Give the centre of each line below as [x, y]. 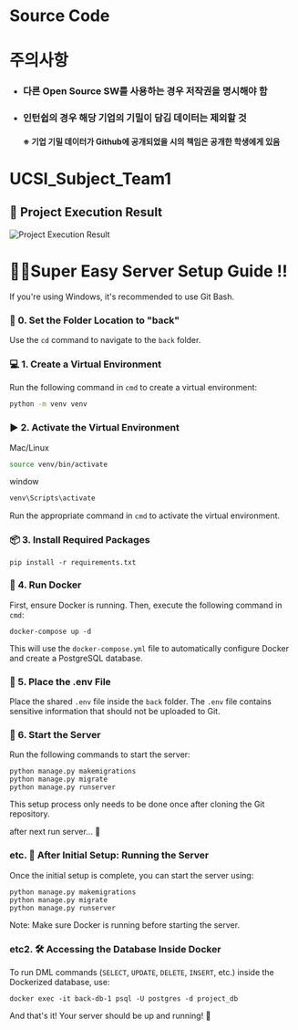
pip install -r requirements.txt [73, 562]
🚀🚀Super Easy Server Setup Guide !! [149, 271]
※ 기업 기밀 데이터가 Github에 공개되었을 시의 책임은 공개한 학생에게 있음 [151, 141]
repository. [30, 814]
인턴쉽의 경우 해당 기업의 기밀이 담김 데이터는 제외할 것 [135, 118]
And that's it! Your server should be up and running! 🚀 [110, 1016]
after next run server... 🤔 [55, 832]
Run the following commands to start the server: [100, 754]
